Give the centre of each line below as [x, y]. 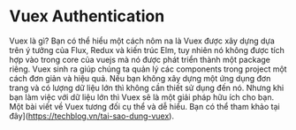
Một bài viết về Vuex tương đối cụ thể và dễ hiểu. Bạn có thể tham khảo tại [144, 106]
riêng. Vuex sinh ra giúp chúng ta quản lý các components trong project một [148, 69]
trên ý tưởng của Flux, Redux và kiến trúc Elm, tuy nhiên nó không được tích [147, 50]
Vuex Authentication [87, 16]
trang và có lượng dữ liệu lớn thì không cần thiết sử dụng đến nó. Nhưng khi [147, 88]
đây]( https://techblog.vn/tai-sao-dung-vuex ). [92, 116]
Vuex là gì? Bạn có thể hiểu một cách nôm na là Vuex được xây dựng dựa [142, 41]
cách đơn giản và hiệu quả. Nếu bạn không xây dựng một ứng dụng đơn [140, 78]
